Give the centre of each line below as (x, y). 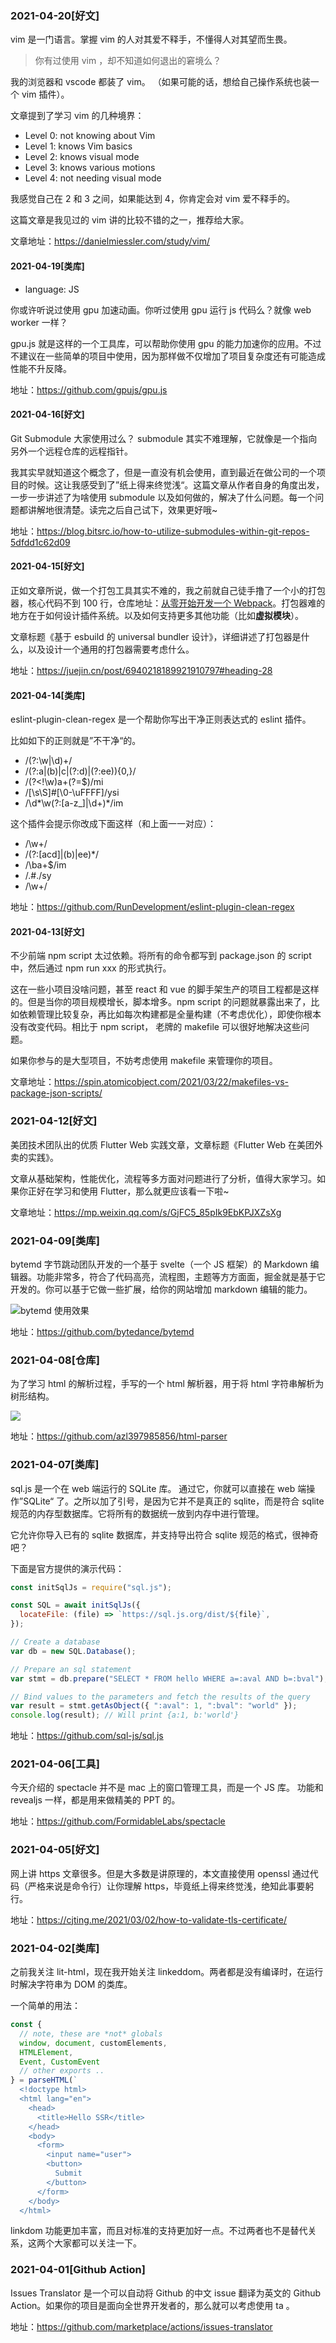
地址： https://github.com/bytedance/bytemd (102, 1331)
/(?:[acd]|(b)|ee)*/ (62, 854)
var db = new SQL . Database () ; (73, 1651)
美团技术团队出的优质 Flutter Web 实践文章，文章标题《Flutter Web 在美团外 (167, 1144)
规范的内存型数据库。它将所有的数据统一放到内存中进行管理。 (137, 1513)
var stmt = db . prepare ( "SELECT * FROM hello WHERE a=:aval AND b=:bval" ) (167, 1678)
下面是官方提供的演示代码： (67, 1568)
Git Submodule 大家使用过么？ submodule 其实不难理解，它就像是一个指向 (164, 438)
